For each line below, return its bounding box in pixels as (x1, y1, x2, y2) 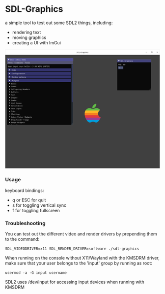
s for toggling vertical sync (12, 202, 67, 208)
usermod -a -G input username (5, 270, 67, 275)
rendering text (12, 29, 41, 35)
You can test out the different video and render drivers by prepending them (5, 230, 157, 237)
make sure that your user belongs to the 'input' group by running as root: (5, 260, 152, 266)
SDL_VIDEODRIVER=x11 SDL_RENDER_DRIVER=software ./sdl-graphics (5, 246, 139, 251)
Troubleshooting (5, 220, 46, 227)
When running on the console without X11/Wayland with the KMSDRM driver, (5, 255, 160, 261)
